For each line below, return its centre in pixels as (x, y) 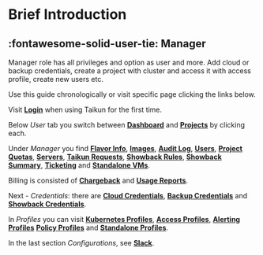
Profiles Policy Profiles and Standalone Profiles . (88, 227)
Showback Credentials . (47, 204)
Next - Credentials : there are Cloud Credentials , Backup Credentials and (128, 196)
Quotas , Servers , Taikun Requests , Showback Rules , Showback (115, 157)
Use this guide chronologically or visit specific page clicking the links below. (132, 94)
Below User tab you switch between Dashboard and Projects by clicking (126, 125)
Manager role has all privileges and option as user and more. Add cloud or (129, 62)
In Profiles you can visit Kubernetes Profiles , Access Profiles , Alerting (124, 219)
